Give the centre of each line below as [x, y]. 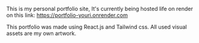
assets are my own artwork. [41, 33]
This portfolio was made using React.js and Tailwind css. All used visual [97, 27]
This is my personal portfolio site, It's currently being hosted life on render [100, 9]
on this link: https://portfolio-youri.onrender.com [67, 15]
